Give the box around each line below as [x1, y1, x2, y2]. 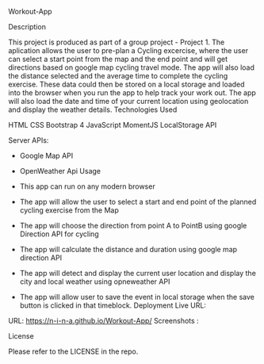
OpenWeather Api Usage [19, 167, 101, 175]
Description [8, 22, 46, 31]
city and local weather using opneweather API [19, 277, 170, 286]
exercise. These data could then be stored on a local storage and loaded [8, 79, 245, 89]
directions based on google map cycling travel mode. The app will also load [8, 63, 255, 72]
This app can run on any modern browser [19, 182, 156, 191]
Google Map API [19, 151, 74, 160]
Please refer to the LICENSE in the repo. [8, 347, 139, 356]
